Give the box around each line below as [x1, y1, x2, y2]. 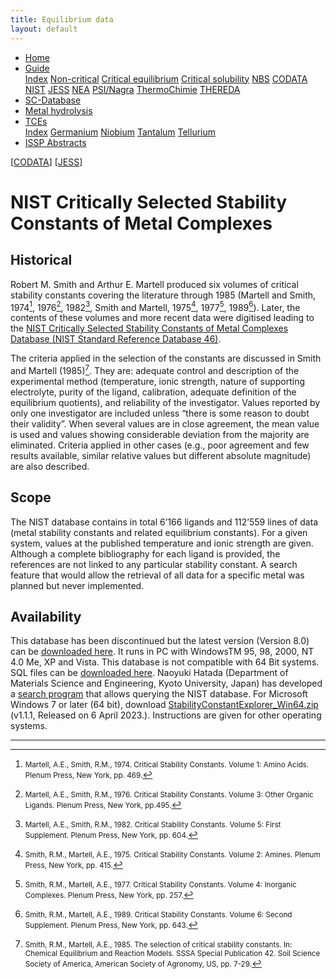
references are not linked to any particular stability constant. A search [10, 558, 298, 570]
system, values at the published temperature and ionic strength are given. [10, 537, 314, 549]
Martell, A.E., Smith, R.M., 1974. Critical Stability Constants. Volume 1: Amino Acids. [24, 760, 310, 770]
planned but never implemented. [10, 579, 145, 591]
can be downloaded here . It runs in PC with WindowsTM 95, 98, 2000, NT [10, 646, 315, 658]
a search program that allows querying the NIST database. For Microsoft [10, 688, 308, 700]
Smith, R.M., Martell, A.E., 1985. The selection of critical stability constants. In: [24, 940, 293, 950]
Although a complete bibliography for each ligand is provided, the [10, 547, 281, 560]
